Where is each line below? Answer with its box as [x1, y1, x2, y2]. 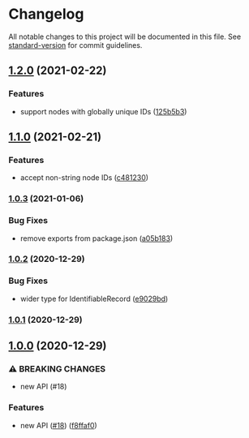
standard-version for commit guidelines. [8, 40, 143, 49]
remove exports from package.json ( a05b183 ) [19, 233, 174, 243]
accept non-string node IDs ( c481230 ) [19, 173, 148, 182]
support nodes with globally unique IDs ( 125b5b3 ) [19, 106, 187, 116]
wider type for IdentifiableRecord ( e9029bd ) [19, 294, 169, 303]
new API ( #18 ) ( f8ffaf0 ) [19, 420, 97, 430]
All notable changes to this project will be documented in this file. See [8, 32, 242, 41]
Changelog [8, 5, 84, 24]
